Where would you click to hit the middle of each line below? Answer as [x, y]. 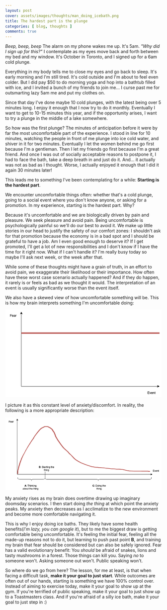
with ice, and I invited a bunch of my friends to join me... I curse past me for [83, 87]
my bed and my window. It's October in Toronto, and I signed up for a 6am [81, 57]
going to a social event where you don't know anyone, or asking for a [76, 200]
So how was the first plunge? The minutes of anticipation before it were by [82, 128]
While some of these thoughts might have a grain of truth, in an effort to [79, 267]
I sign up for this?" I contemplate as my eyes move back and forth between [82, 52]
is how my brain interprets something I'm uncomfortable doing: [70, 303]
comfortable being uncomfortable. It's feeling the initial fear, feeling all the [81, 534]
